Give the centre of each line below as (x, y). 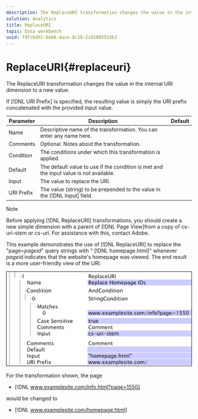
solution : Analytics (32, 19)
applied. (50, 158)
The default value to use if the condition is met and (102, 167)
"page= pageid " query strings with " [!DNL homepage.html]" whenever (92, 251)
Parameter (22, 121)
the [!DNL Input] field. (67, 196)
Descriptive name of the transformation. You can (99, 129)
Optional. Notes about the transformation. (90, 144)
